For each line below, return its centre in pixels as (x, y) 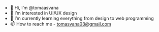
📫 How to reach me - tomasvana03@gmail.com (61, 24)
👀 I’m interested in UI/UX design (43, 13)
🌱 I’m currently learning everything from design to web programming (82, 18)
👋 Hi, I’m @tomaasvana (34, 8)
